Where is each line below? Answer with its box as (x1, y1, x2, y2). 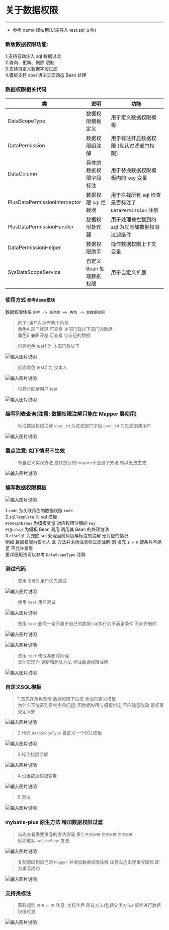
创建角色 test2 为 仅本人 (17, 364, 67, 370)
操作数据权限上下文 (111, 240, 157, 247)
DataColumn (8, 170, 37, 177)
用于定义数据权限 (111, 114, 152, 121)
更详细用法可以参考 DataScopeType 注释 (5, 551, 86, 557)
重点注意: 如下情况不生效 (5, 447, 65, 454)
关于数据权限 (5, 5, 59, 16)
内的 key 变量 (116, 174, 147, 181)
